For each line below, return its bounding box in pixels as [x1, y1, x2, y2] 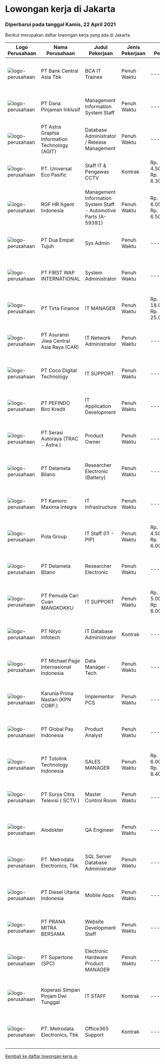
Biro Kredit [41, 406, 65, 413]
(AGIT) [41, 148, 56, 155]
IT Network [85, 335, 111, 342]
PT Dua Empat [41, 237, 74, 244]
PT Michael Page [41, 657, 80, 664]
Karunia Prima [41, 690, 74, 697]
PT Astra [41, 124, 61, 130]
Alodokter [41, 827, 64, 834]
